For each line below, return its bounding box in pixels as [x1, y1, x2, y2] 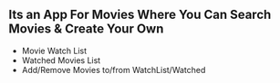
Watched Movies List [21, 54, 101, 66]
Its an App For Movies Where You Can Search [8, 7, 272, 23]
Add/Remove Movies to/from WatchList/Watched [21, 64, 206, 75]
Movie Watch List [21, 45, 88, 56]
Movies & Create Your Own [8, 22, 164, 37]
